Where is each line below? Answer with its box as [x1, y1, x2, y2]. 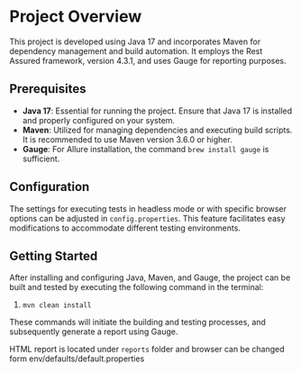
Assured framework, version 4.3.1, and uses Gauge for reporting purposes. [9, 55, 287, 66]
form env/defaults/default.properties [9, 353, 145, 364]
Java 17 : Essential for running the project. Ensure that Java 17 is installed [22, 105, 293, 116]
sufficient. [22, 153, 60, 164]
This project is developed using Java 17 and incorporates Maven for [9, 36, 261, 47]
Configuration [9, 179, 90, 195]
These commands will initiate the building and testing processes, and [9, 317, 266, 328]
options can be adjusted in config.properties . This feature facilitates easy [9, 213, 286, 223]
